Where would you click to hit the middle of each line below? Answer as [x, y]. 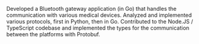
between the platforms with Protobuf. [53, 34]
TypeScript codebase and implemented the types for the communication [98, 28]
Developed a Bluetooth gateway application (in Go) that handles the [92, 9]
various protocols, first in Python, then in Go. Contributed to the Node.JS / [100, 21]
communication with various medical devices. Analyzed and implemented [99, 15]
